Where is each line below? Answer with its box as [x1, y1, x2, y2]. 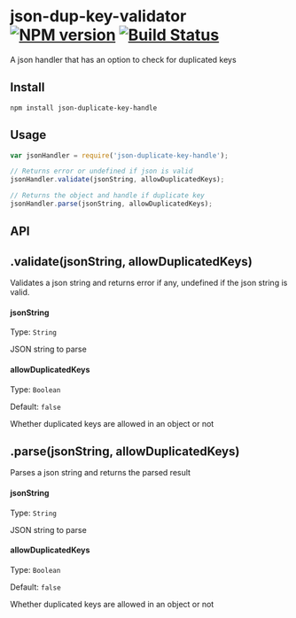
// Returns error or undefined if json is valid [10, 166, 193, 176]
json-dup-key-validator [10, 6, 187, 27]
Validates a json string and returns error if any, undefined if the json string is [10, 277, 288, 289]
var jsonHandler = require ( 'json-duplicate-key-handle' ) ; [10, 151, 229, 160]
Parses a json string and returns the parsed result [10, 467, 191, 478]
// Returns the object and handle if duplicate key [10, 191, 205, 200]
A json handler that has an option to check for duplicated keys [10, 54, 238, 65]
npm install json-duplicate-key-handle [10, 104, 158, 112]
